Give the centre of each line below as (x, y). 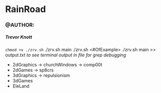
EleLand (21, 86)
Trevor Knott (19, 37)
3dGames (23, 81)
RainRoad (26, 9)
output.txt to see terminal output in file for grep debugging (66, 55)
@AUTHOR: (20, 25)
